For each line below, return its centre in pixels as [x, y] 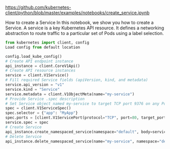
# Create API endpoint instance [39, 61]
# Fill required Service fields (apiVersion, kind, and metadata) [77, 80]
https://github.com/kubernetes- [38, 7]
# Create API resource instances [40, 70]
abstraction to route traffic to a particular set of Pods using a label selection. [84, 33]
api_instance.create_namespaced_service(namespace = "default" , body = [79, 132]
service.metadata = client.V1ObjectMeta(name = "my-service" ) [70, 94]
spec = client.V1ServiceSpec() [38, 108]
